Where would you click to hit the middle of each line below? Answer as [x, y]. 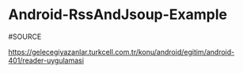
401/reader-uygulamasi [46, 60]
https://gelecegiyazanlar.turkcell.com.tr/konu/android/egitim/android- [121, 52]
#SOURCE [25, 36]
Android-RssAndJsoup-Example [118, 15]
